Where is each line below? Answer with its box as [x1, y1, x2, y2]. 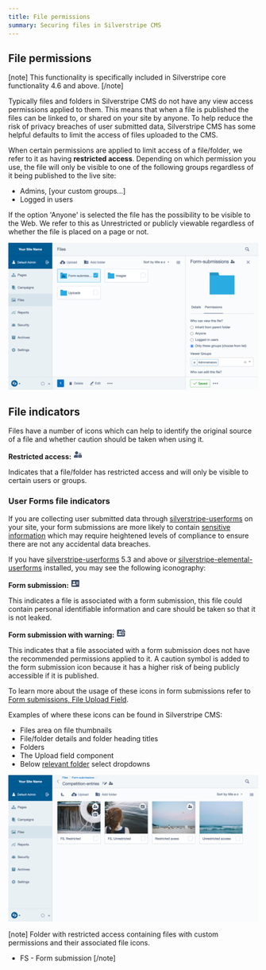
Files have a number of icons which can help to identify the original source [8, 426, 253, 436]
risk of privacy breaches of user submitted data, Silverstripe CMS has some [8, 122, 256, 131]
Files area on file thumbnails [19, 725, 113, 735]
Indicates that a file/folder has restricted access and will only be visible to [8, 467, 249, 477]
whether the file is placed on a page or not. [8, 227, 149, 237]
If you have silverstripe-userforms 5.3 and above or [8, 555, 177, 564]
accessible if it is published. [8, 670, 99, 680]
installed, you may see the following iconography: [43, 562, 206, 572]
